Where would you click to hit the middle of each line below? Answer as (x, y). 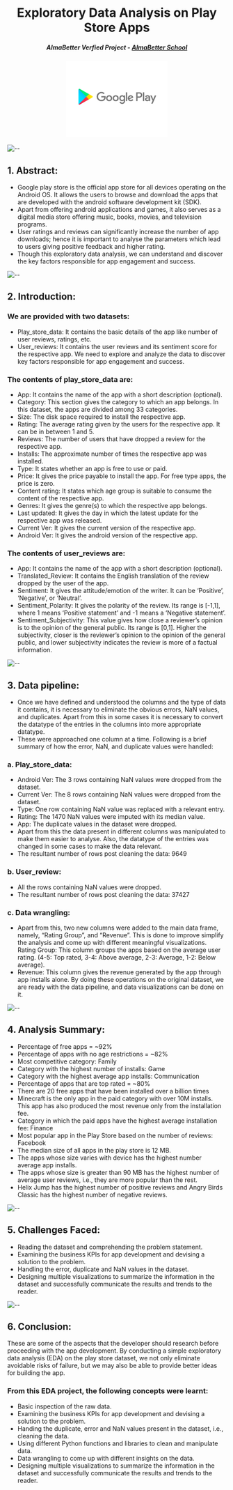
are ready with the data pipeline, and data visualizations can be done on (120, 987)
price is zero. (36, 483)
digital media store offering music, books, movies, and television (109, 217)
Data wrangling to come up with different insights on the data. (106, 1458)
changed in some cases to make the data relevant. (89, 846)
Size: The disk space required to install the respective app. (101, 417)
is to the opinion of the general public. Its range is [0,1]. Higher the (112, 628)
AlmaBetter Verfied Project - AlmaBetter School (117, 47)
